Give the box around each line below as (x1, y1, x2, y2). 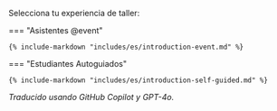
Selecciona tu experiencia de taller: (8, 8, 140, 18)
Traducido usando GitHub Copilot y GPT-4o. (8, 92, 175, 102)
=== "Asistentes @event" (8, 25, 103, 35)
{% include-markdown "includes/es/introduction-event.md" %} (8, 42, 244, 51)
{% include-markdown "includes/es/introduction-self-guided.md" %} (8, 76, 269, 85)
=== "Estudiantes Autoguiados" (8, 59, 128, 69)
